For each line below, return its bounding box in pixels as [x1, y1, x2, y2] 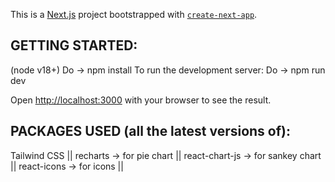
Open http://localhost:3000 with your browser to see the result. [10, 94, 272, 106]
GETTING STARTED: [10, 37, 138, 54]
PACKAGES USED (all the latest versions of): [10, 123, 291, 140]
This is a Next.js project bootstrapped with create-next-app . [10, 9, 258, 20]
